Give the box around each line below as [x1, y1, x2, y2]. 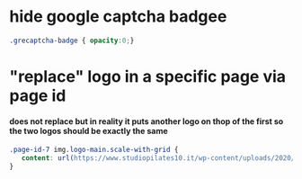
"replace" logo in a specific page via [9, 67, 286, 86]
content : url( [21, 154, 75, 163]
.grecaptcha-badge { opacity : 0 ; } [9, 36, 135, 45]
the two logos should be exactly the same [9, 125, 168, 136]
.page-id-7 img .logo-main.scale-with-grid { [9, 146, 179, 155]
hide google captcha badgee [9, 6, 227, 27]
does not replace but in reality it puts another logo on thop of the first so [9, 115, 284, 127]
